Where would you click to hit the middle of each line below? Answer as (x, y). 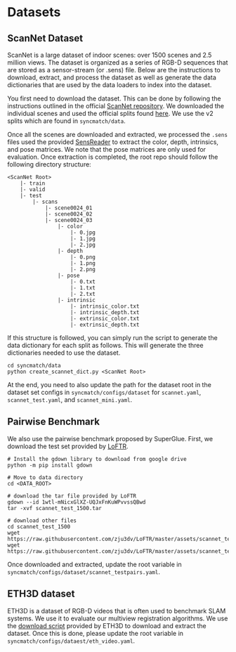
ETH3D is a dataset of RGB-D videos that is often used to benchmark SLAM (117, 611)
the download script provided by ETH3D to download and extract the (107, 625)
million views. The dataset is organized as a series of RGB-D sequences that (118, 63)
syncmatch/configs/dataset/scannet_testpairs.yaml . (84, 572)
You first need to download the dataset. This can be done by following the (114, 98)
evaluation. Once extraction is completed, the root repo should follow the (113, 157)
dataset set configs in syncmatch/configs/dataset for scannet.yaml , (104, 392)
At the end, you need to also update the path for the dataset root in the (110, 385)
